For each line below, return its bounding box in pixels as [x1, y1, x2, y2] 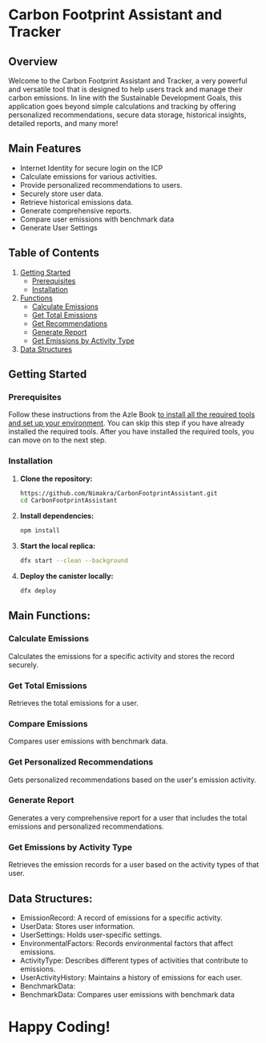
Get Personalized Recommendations [8, 756, 154, 768]
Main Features [8, 142, 82, 156]
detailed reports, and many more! [8, 119, 119, 128]
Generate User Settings [19, 222, 98, 232]
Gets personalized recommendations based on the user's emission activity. [8, 775, 256, 784]
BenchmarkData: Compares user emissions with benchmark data [19, 989, 235, 999]
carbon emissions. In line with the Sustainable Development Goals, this [8, 93, 242, 102]
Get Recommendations [31, 319, 108, 328]
